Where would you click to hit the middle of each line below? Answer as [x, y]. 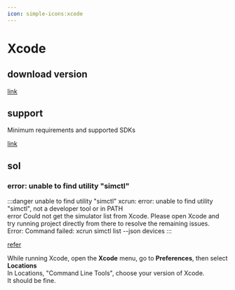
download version [47, 74]
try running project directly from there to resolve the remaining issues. [109, 224]
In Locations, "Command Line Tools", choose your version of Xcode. [106, 273]
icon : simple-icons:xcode [45, 14]
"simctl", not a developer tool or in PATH [65, 209]
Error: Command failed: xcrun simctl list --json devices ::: [89, 231]
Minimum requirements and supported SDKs [71, 130]
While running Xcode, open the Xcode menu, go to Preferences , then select [117, 258]
